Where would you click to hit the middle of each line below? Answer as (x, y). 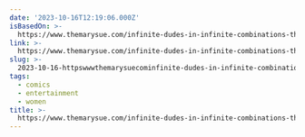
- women (32, 101)
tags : (20, 77)
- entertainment (48, 93)
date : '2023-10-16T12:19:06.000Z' (75, 18)
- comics (34, 85)
